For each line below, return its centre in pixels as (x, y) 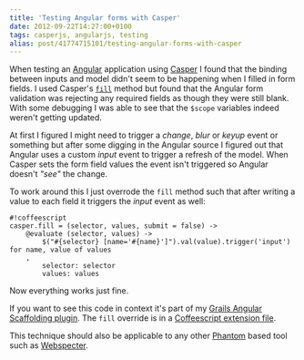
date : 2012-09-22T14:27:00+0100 (71, 26)
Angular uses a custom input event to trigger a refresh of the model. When (149, 155)
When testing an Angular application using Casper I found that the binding (148, 69)
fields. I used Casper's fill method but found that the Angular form (137, 88)
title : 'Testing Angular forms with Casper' (95, 18)
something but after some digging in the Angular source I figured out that (147, 145)
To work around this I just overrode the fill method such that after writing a (152, 191)
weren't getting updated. (56, 118)
